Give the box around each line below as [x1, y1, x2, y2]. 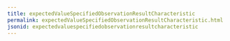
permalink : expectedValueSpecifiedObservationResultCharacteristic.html [7, 17, 224, 24]
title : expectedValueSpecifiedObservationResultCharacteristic [7, 10, 196, 17]
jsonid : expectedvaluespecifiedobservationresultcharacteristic [7, 23, 199, 30]
